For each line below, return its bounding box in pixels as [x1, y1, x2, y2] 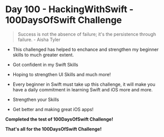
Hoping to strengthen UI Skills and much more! [12, 71, 111, 77]
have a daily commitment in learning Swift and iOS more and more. [12, 86, 153, 92]
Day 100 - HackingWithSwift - [5, 4, 134, 15]
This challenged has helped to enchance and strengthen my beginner [12, 46, 159, 52]
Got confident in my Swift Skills [12, 61, 78, 67]
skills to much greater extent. [12, 52, 74, 58]
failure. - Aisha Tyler [17, 37, 61, 43]
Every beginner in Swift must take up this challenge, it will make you [12, 81, 155, 87]
